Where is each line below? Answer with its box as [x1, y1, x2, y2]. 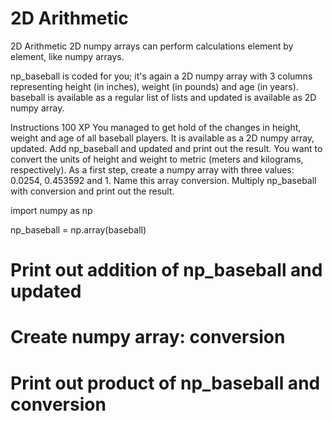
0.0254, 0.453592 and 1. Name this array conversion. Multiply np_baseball [10, 174, 317, 186]
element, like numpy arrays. [10, 50, 125, 62]
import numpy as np [10, 204, 93, 216]
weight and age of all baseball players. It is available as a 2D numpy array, [10, 132, 315, 144]
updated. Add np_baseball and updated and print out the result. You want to [10, 142, 323, 154]
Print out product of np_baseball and [10, 372, 321, 394]
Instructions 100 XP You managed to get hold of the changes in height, [10, 121, 302, 133]
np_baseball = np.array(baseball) [10, 223, 147, 236]
